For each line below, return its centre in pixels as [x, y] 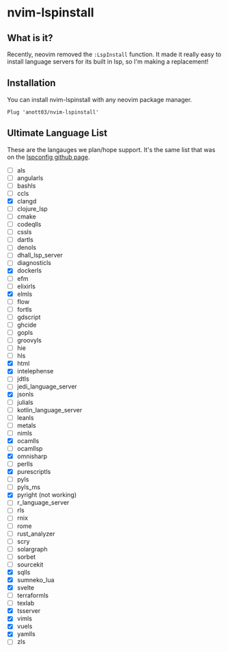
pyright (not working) [47, 495]
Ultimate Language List [57, 133]
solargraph [32, 549]
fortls [24, 309]
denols [26, 247]
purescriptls [34, 472]
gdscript [29, 317]
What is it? [30, 38]
